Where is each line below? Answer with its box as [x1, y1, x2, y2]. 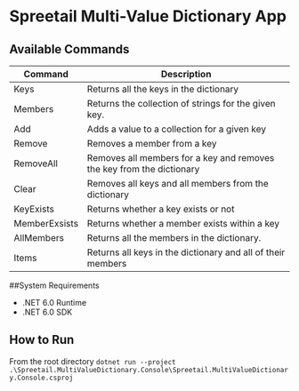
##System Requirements [9, 280, 100, 291]
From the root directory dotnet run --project [9, 355, 176, 366]
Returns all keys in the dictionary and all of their [86, 246, 286, 259]
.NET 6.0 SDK [21, 307, 73, 317]
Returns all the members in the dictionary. [86, 232, 262, 243]
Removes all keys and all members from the [86, 178, 269, 189]
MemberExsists [13, 218, 78, 229]
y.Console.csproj [9, 373, 74, 382]
